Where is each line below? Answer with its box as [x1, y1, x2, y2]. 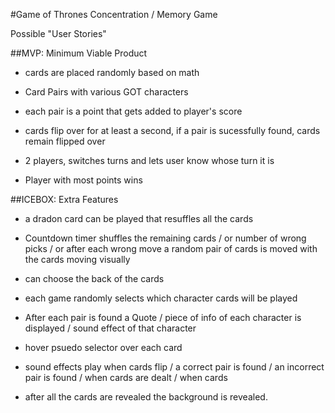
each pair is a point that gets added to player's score [24, 105, 243, 117]
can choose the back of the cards [24, 273, 165, 284]
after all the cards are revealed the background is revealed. [24, 391, 268, 403]
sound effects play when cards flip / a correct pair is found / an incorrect [24, 361, 325, 373]
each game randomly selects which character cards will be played [24, 292, 298, 304]
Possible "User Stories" [10, 28, 107, 39]
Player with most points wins [24, 174, 143, 186]
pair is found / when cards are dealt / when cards [24, 372, 228, 383]
